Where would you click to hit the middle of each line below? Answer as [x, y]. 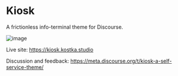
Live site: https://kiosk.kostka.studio [50, 49]
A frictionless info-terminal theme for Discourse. [65, 27]
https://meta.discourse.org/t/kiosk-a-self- [121, 61]
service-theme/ [25, 67]
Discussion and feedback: [38, 61]
